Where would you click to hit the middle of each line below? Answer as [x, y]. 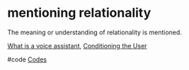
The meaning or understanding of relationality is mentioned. [95, 32]
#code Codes [27, 59]
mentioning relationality [79, 13]
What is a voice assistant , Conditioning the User [77, 45]
